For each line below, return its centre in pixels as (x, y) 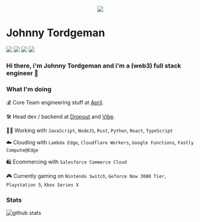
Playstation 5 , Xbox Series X (43, 184)
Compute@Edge (22, 150)
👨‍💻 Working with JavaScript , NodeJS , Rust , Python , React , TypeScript (90, 131)
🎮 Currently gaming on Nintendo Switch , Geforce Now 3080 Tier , (86, 176)
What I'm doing (29, 89)
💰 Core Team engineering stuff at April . (55, 103)
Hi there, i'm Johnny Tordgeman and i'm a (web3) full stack (94, 66)
